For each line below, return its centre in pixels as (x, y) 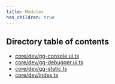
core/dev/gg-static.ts (41, 69)
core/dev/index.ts (37, 75)
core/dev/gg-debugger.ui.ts (49, 62)
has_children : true (31, 17)
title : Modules (25, 12)
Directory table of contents (57, 42)
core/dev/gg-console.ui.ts (47, 56)
